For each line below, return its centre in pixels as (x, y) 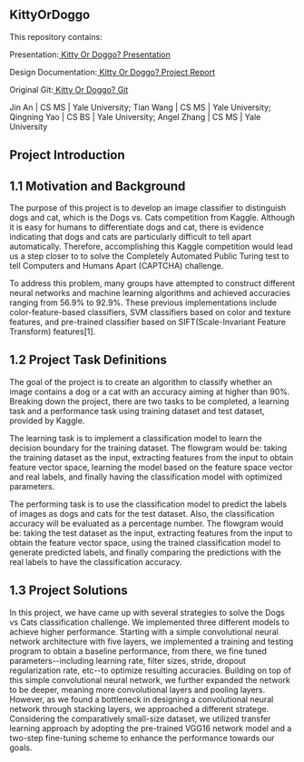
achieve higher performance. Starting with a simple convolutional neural (144, 631)
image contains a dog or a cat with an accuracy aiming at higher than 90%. (150, 391)
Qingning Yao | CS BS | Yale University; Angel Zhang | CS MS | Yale (135, 116)
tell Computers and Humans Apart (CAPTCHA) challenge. (117, 266)
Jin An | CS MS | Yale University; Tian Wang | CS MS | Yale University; (140, 107)
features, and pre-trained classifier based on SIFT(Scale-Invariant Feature (147, 322)
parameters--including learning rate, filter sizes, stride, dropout (128, 660)
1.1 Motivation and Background (98, 186)
